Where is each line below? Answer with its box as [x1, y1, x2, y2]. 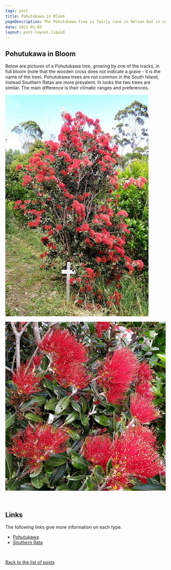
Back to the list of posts [5, 559, 55, 565]
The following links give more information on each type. [5, 524, 122, 530]
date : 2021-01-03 [5, 25, 42, 30]
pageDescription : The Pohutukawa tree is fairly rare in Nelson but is [5, 19, 160, 24]
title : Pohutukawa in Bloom [5, 13, 65, 19]
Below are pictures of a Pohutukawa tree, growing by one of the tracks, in [5, 63, 160, 69]
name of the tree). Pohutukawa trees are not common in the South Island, [5, 74, 159, 80]
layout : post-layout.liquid [5, 30, 65, 35]
